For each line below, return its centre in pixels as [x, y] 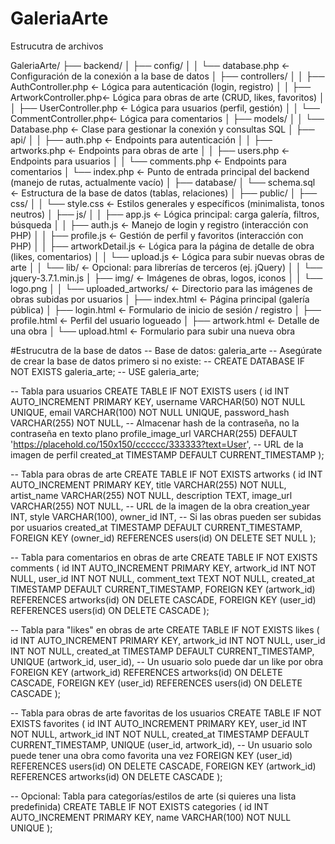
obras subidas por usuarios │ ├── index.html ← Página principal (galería [160, 299]
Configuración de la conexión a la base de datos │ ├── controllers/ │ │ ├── [167, 76]
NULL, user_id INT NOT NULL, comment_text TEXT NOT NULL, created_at [162, 578]
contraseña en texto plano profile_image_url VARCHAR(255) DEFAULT [154, 433]
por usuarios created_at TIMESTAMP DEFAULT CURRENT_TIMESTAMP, [156, 527]
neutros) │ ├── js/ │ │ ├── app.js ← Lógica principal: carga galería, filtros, [165, 214]
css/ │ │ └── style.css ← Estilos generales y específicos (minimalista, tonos [167, 203]
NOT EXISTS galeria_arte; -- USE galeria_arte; [105, 371]
